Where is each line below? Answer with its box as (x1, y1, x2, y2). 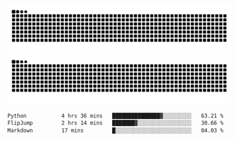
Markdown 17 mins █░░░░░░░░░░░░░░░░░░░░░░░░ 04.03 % (7, 127, 224, 135)
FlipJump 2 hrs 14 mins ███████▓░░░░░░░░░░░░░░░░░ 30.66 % (7, 120, 224, 127)
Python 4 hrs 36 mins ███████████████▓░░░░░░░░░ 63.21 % (7, 112, 224, 119)
